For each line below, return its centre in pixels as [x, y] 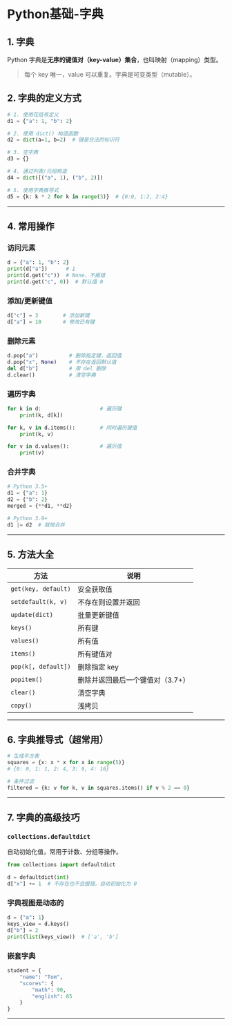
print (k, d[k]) [41, 415]
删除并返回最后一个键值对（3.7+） [134, 680]
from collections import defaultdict [61, 865]
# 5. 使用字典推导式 [33, 190]
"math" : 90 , [49, 990]
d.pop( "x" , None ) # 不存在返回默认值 [62, 362]
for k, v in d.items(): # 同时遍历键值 [72, 428]
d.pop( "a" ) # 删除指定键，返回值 [65, 356]
